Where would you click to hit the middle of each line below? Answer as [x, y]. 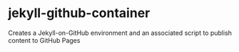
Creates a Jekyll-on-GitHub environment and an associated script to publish [120, 33]
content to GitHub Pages [44, 40]
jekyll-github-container [79, 13]
